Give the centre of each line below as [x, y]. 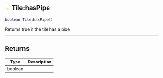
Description [40, 62]
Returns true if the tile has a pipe [38, 29]
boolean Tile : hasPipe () [29, 20]
